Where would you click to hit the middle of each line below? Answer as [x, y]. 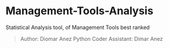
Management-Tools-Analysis [79, 11]
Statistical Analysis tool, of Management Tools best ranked [78, 27]
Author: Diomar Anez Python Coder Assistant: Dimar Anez [92, 39]
